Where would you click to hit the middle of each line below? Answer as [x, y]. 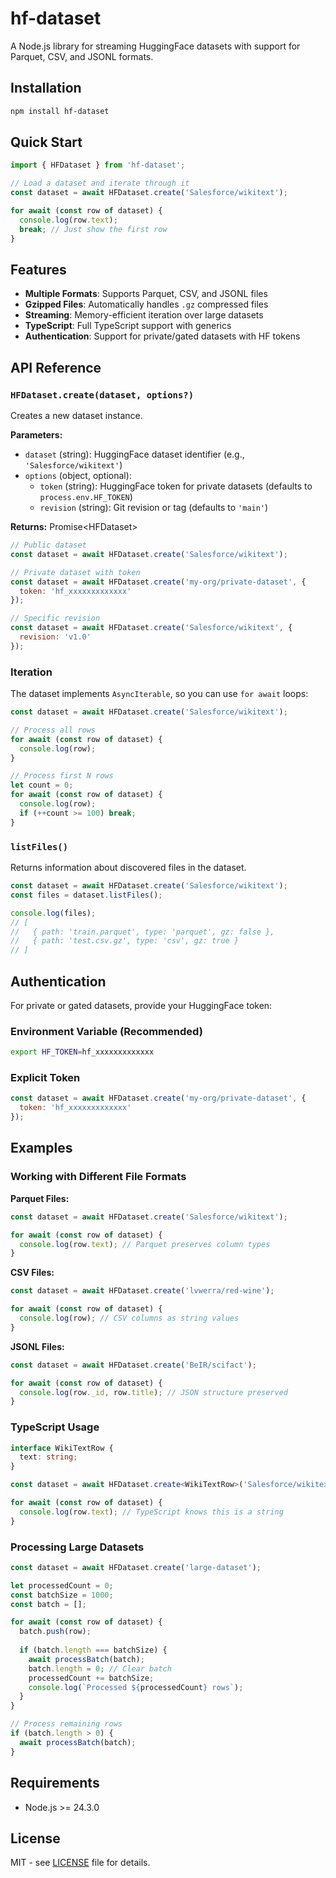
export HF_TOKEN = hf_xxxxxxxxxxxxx [82, 1052]
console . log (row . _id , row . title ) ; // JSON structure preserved [153, 1392]
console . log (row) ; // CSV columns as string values [129, 1318]
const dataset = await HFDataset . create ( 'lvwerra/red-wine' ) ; [142, 1291]
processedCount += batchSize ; [91, 1678]
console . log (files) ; [53, 913]
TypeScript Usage [55, 1427]
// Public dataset [48, 545]
